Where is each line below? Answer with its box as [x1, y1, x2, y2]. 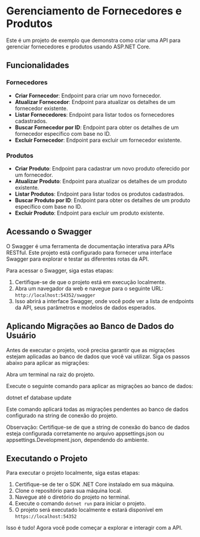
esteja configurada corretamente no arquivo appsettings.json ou [6, 429, 164, 437]
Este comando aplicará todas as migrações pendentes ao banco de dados [6, 405, 189, 413]
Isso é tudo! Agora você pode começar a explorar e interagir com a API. [6, 524, 183, 532]
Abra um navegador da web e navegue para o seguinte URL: [14, 285, 164, 292]
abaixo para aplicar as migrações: [6, 359, 90, 366]
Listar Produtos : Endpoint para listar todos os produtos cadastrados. [14, 190, 185, 197]
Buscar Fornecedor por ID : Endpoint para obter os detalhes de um [14, 124, 179, 131]
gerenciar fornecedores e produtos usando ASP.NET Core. [6, 43, 151, 50]
